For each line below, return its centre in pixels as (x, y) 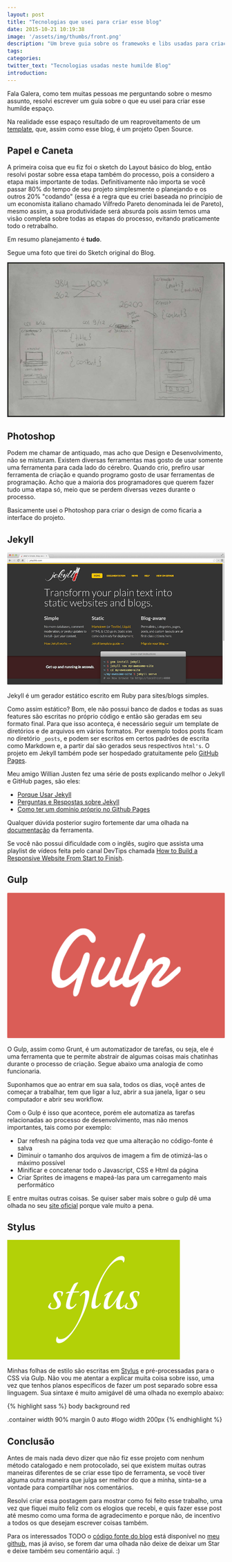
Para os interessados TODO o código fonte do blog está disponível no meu (113, 1536)
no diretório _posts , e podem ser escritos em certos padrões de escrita (108, 738)
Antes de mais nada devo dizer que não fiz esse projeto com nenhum (106, 1458)
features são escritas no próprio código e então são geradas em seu (105, 716)
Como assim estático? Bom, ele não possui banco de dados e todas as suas (115, 709)
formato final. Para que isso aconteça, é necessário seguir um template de (113, 723)
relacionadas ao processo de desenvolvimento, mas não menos (98, 1119)
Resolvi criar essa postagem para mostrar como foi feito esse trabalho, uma (115, 1501)
